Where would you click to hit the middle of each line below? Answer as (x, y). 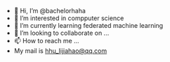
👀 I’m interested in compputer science (69, 18)
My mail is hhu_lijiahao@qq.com (60, 51)
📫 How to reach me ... (46, 41)
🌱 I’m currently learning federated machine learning (89, 25)
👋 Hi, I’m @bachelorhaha (50, 11)
